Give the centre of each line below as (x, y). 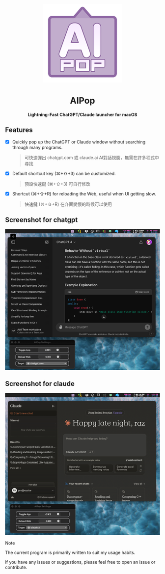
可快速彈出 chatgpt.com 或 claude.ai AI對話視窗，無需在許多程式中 (92, 157)
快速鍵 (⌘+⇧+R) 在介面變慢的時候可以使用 (68, 204)
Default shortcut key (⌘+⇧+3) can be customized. (64, 173)
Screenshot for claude (40, 384)
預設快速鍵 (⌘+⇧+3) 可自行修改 (57, 184)
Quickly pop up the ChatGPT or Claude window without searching (79, 142)
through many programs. (37, 147)
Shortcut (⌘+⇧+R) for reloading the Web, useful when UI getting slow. (84, 193)
